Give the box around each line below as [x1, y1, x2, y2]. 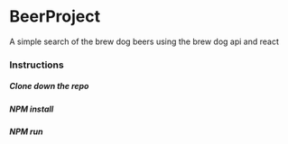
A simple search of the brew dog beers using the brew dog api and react [9, 36, 280, 47]
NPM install [9, 103, 54, 114]
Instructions [9, 58, 65, 71]
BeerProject [9, 6, 101, 27]
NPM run [9, 126, 43, 137]
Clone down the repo [9, 81, 89, 92]
